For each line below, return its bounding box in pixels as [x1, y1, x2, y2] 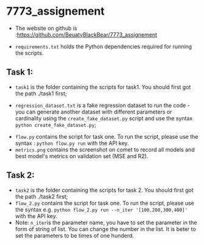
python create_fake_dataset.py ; [15, 121, 96, 128]
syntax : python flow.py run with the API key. [15, 139, 129, 147]
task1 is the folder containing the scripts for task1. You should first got [15, 83, 191, 90]
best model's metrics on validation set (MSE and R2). [15, 152, 149, 159]
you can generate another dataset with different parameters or [15, 108, 172, 115]
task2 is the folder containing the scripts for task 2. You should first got [15, 186, 194, 194]
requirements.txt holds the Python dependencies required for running [15, 43, 192, 50]
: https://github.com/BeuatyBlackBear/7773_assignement [15, 31, 157, 38]
